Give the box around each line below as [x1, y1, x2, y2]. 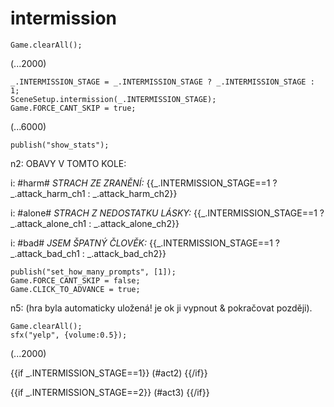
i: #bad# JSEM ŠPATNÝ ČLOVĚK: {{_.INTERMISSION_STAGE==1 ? [10, 237, 280, 249]
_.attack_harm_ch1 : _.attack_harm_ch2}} [10, 187, 178, 199]
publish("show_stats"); [10, 140, 110, 150]
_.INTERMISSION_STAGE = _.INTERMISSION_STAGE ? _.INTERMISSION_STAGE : [10, 77, 315, 87]
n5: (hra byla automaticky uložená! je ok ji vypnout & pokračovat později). [10, 302, 313, 314]
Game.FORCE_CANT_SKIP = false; [10, 275, 141, 286]
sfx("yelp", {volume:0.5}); [10, 330, 128, 340]
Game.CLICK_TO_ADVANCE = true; [10, 284, 141, 294]
